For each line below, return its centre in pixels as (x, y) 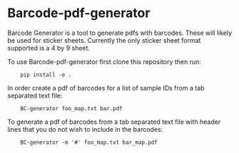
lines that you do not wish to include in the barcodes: (85, 129)
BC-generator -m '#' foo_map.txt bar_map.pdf (89, 142)
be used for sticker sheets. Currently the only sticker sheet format (104, 40)
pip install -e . (46, 75)
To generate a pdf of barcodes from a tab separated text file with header (114, 122)
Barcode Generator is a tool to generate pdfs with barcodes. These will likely (120, 33)
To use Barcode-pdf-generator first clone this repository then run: (105, 61)
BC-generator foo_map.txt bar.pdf (71, 108)
